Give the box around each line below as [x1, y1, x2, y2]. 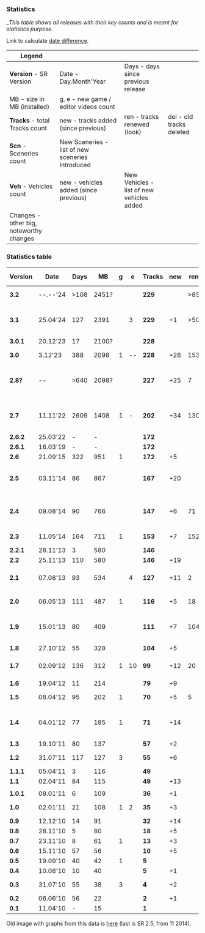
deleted [167, 128, 190, 137]
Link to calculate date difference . [6, 37, 89, 45]
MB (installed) [9, 103, 50, 111]
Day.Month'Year [59, 77, 106, 86]
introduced [59, 161, 91, 170]
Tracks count [9, 124, 47, 133]
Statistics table [6, 253, 52, 261]
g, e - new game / [59, 95, 112, 103]
